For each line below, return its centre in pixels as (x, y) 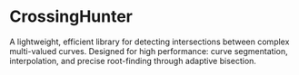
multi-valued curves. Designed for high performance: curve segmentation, (149, 51)
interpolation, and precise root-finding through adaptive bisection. (133, 61)
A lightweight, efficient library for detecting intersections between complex (149, 42)
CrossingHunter (71, 17)
